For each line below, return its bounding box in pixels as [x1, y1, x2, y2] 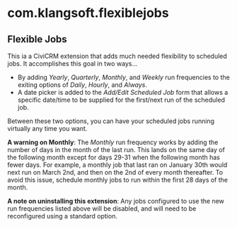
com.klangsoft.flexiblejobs [7, 5, 169, 21]
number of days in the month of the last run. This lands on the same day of [7, 146, 225, 153]
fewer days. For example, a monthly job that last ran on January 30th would [7, 161, 228, 169]
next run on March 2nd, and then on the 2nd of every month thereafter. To [7, 168, 224, 176]
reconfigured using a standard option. [7, 212, 118, 220]
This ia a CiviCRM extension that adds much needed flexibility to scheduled [7, 52, 228, 60]
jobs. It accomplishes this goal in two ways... [7, 59, 138, 68]
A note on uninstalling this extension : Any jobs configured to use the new [7, 197, 225, 205]
